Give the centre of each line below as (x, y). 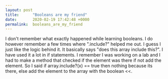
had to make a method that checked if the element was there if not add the (83, 60)
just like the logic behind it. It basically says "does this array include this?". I (84, 49)
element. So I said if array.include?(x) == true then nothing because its (79, 66)
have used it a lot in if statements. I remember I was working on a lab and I (83, 55)
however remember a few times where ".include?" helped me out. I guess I (83, 44)
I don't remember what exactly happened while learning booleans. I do (79, 39)
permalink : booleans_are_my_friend (44, 24)
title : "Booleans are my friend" (46, 15)
